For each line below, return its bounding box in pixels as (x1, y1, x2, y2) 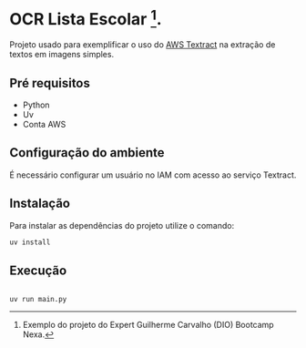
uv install (9, 238, 51, 247)
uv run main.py (9, 295, 67, 304)
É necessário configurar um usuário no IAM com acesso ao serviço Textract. (9, 169, 297, 180)
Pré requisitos (9, 75, 91, 91)
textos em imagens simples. (9, 49, 115, 60)
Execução (9, 262, 67, 278)
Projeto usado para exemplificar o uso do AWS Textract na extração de (9, 39, 276, 50)
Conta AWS (22, 119, 66, 130)
